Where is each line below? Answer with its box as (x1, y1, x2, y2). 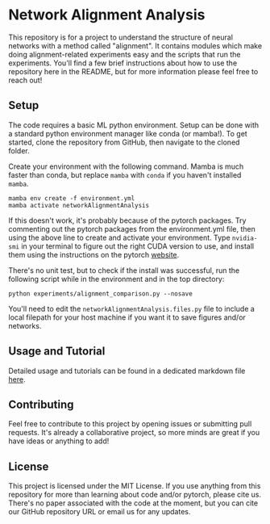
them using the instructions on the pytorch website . (8, 249, 180, 259)
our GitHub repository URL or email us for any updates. (8, 507, 191, 517)
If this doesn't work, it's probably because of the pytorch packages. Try (8, 216, 247, 225)
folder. (8, 145, 30, 155)
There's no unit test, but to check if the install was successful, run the (8, 265, 240, 275)
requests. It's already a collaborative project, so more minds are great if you (8, 428, 260, 438)
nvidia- (232, 234, 258, 242)
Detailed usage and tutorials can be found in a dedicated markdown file (8, 366, 246, 375)
